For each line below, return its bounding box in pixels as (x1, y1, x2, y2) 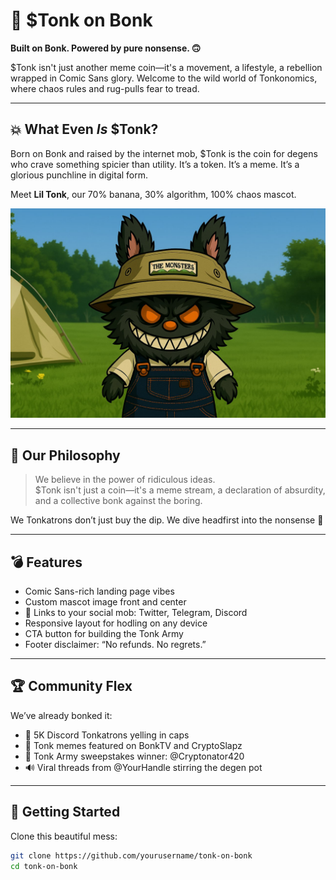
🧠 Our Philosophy (10, 447, 121, 464)
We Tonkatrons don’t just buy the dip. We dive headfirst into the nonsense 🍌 (10, 514, 324, 526)
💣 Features (10, 554, 83, 571)
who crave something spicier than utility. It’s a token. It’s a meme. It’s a (10, 158, 300, 170)
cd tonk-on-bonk (10, 861, 78, 871)
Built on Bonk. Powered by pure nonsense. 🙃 (10, 42, 202, 54)
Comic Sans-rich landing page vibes (24, 585, 175, 598)
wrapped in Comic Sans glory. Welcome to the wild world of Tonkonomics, (10, 72, 318, 84)
